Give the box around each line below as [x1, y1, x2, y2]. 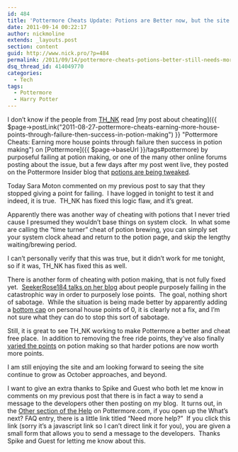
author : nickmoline [7, 30, 65, 37]
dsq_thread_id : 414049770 [7, 63, 84, 70]
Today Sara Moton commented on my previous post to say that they [7, 182, 205, 190]
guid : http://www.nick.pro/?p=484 [7, 50, 110, 57]
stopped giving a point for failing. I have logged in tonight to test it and [7, 189, 214, 197]
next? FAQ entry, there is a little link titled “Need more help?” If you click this [7, 415, 231, 422]
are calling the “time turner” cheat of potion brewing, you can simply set [7, 226, 218, 233]
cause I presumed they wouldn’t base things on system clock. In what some [7, 218, 230, 226]
